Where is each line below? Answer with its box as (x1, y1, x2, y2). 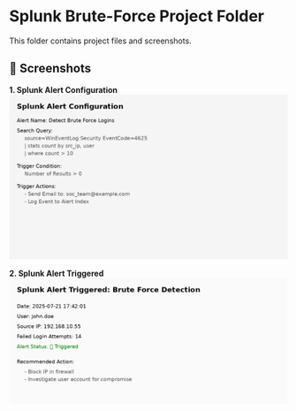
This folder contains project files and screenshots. (9, 35, 192, 46)
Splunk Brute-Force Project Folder (9, 6, 265, 27)
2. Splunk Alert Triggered (9, 268, 104, 278)
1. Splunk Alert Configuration (9, 84, 118, 95)
